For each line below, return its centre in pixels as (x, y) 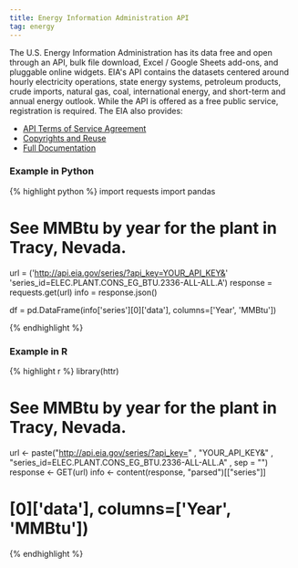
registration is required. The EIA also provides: (97, 110)
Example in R (39, 351)
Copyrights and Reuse (64, 138)
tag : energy (32, 26)
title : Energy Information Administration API (99, 18)
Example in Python (51, 172)
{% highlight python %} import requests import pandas (113, 191)
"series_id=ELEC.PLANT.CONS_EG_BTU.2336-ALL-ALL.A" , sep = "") (139, 462)
